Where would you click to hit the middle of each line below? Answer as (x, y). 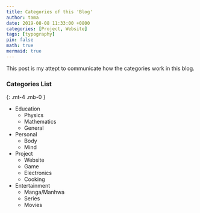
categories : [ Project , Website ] (47, 29)
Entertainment (33, 186)
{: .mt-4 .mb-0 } (26, 97)
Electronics (38, 173)
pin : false (20, 40)
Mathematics (40, 122)
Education (27, 109)
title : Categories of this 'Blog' (50, 12)
